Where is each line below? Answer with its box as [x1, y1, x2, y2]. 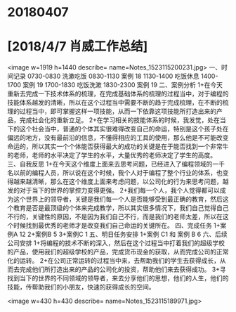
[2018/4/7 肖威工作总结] [7, 39, 148, 55]
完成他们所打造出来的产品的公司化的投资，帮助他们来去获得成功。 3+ [19, 265, 220, 274]
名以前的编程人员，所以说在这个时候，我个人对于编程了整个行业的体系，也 [7, 169, 223, 177]
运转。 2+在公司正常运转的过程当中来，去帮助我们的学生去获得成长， [19, 256, 220, 265]
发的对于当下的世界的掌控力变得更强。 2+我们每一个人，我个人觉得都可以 [7, 186, 220, 195]
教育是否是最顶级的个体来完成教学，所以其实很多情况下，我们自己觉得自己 [13, 204, 229, 212]
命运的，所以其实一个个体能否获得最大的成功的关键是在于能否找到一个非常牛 [7, 142, 229, 151]
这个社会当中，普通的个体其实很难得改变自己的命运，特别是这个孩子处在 [19, 124, 229, 134]
